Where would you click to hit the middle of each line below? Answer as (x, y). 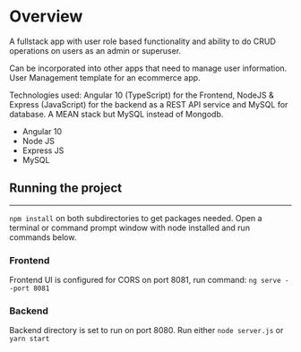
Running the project (66, 189)
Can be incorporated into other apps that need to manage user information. (148, 68)
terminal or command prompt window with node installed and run (130, 228)
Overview (46, 17)
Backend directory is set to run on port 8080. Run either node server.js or (146, 331)
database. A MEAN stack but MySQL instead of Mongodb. (116, 114)
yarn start (30, 339)
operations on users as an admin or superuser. (95, 50)
